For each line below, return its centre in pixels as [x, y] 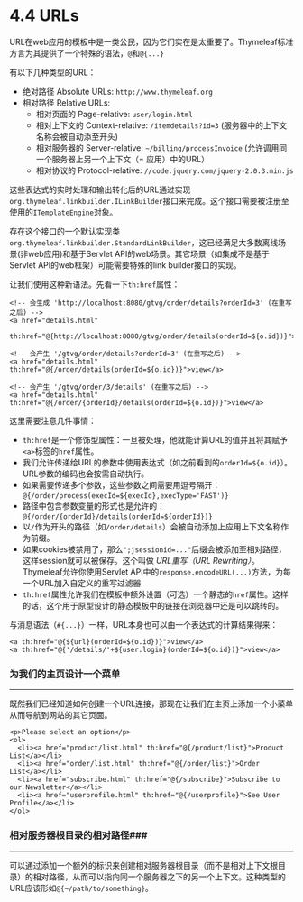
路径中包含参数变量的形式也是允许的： [93, 505]
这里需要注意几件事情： [53, 420]
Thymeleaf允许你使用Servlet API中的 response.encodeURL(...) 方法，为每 [156, 571]
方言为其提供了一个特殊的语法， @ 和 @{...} [87, 53]
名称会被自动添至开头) [77, 136]
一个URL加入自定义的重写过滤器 [82, 583]
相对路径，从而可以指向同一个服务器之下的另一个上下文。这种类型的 [159, 877]
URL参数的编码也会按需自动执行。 [86, 474]
